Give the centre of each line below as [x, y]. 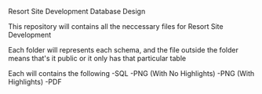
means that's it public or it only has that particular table [97, 58]
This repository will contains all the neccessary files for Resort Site [116, 26]
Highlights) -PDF [35, 82]
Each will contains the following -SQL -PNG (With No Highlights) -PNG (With [131, 73]
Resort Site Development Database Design [77, 11]
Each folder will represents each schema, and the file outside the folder [124, 50]
